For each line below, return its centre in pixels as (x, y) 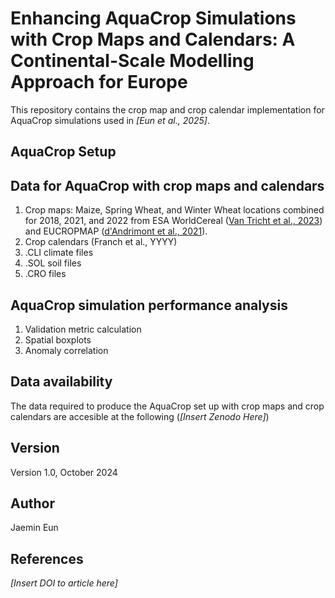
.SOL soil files (53, 263)
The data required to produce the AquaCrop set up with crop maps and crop (167, 406)
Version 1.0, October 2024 (64, 472)
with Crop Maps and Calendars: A (153, 39)
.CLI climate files (59, 253)
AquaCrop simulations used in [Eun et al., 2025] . (110, 120)
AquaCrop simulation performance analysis (149, 305)
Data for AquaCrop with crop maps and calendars (167, 185)
